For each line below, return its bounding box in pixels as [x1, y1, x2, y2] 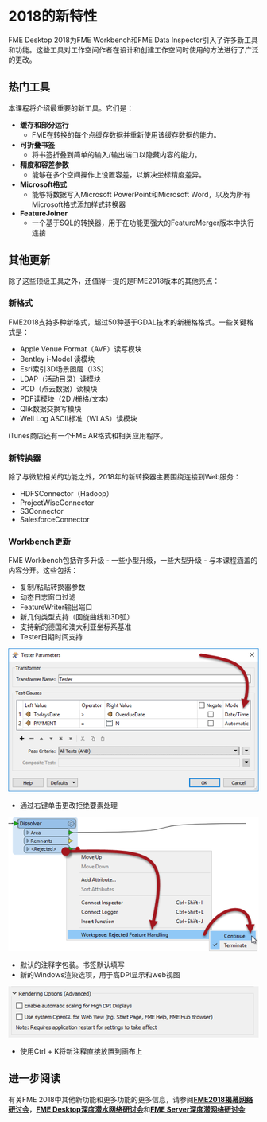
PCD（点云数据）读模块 [19, 383, 98, 394]
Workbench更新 [8, 536, 72, 547]
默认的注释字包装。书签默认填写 [19, 960, 125, 969]
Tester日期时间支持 [19, 632, 83, 642]
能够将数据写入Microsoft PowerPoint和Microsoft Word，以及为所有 [31, 189, 250, 199]
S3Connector [19, 507, 64, 516]
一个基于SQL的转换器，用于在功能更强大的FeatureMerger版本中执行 [31, 218, 254, 227]
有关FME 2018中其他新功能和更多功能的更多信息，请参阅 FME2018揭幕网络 [8, 1094, 253, 1104]
